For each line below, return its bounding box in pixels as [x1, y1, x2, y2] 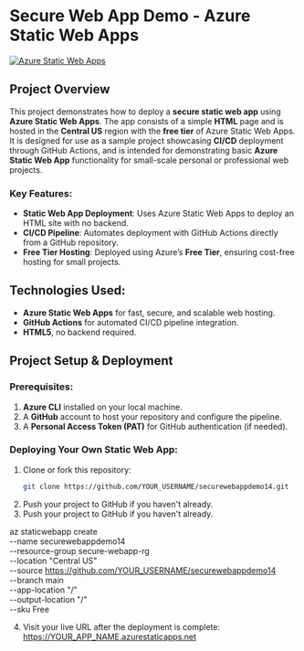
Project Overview [9, 81, 110, 97]
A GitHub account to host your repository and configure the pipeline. [22, 411, 282, 422]
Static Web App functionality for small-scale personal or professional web [9, 155, 289, 165]
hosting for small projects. [22, 257, 121, 268]
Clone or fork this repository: [22, 464, 131, 475]
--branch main [9, 574, 64, 585]
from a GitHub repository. [22, 237, 119, 248]
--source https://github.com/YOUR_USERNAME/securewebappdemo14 [9, 564, 277, 576]
